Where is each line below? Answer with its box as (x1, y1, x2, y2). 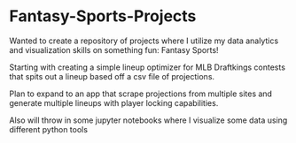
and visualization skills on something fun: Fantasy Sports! (9, 44, 219, 55)
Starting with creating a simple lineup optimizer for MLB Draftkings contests (9, 62, 286, 72)
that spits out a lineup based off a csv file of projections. (9, 71, 215, 81)
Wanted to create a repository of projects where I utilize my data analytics (9, 35, 279, 46)
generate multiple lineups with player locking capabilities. (9, 97, 219, 108)
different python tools (9, 124, 89, 134)
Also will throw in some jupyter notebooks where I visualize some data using (9, 115, 288, 125)
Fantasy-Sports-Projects (9, 6, 197, 26)
